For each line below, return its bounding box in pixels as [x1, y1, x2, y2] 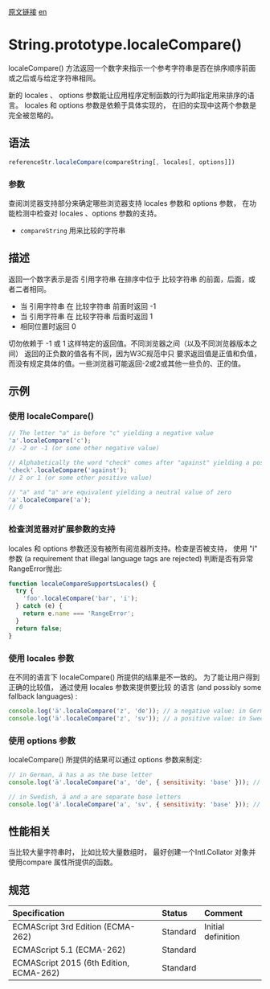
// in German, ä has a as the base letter [8, 770, 153, 778]
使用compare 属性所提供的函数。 [8, 857, 118, 867]
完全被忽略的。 [8, 110, 58, 120]
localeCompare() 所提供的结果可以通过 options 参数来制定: [8, 754, 202, 764]
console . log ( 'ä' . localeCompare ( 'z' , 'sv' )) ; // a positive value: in [8, 714, 247, 722]
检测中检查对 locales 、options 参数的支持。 [14, 208, 162, 218]
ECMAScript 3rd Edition [12, 921, 102, 933]
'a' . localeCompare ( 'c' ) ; [8, 437, 92, 445]
